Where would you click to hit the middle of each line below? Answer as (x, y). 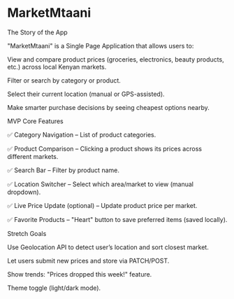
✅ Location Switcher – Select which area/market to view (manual (101, 184)
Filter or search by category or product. (64, 80)
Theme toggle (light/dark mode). (54, 288)
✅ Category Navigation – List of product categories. (82, 134)
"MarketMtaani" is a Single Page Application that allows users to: (101, 46)
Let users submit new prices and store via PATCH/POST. (88, 260)
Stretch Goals (27, 233)
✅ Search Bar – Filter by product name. (64, 170)
